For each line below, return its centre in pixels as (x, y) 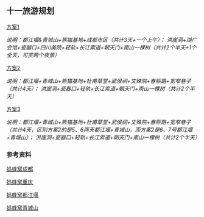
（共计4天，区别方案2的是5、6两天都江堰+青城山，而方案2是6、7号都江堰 (100, 129)
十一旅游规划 (30, 11)
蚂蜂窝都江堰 (22, 195)
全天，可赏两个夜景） (33, 55)
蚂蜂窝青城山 (22, 208)
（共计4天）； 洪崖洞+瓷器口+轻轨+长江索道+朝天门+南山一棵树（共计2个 (98, 88)
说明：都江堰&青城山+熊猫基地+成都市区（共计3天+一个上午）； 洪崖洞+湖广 (102, 40)
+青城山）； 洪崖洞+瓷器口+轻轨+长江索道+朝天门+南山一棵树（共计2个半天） (104, 137)
